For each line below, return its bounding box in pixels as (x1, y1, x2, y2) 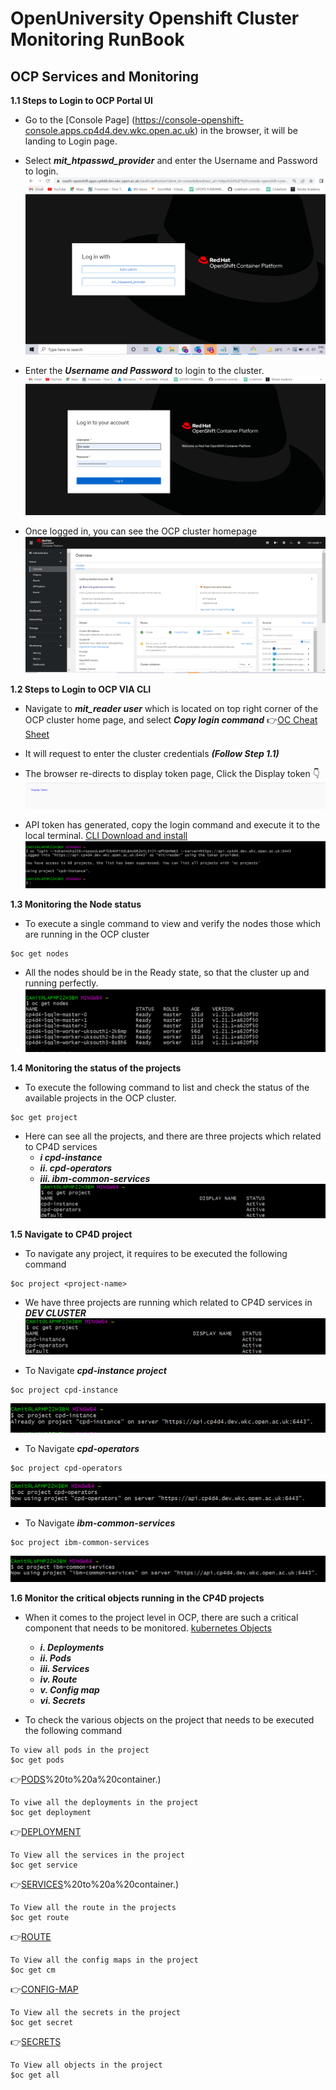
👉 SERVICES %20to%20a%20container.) (10, 1878, 180, 1891)
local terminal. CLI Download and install (24, 829, 188, 841)
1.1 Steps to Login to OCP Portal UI (10, 95, 153, 106)
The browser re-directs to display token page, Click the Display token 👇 (24, 767, 320, 779)
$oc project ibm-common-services (10, 1537, 150, 1547)
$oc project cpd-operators (10, 1463, 123, 1474)
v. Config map (39, 1684, 100, 1696)
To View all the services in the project (10, 1850, 186, 1861)
